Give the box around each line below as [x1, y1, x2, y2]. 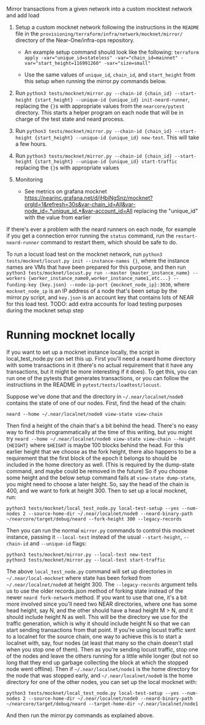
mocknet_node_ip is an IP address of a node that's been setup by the [6, 287, 177, 295]
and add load [6, 12, 40, 19]
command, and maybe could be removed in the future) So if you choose [6, 467, 188, 475]
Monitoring [15, 176, 43, 183]
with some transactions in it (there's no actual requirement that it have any [6, 361, 194, 369]
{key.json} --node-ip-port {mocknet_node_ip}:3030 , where [39, 281, 190, 288]
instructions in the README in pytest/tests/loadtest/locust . [6, 381, 161, 388]
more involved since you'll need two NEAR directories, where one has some [6, 600, 198, 607]
